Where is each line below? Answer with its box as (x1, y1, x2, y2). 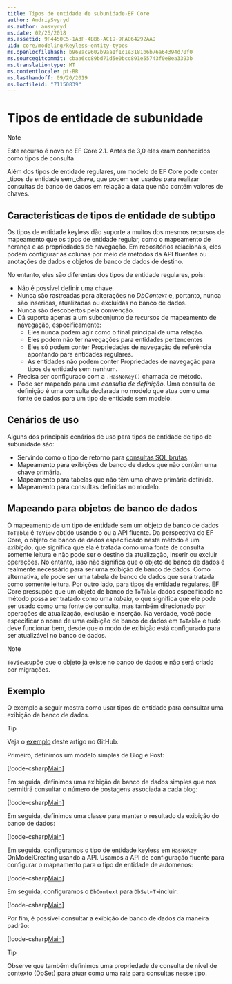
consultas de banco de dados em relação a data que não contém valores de (7, 182, 224, 191)
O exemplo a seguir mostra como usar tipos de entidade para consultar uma (7, 703, 224, 712)
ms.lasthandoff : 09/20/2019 (7, 74, 88, 82)
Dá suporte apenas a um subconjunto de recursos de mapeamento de (17, 314, 217, 321)
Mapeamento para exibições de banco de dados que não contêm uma (17, 460, 217, 469)
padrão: (7, 922, 30, 930)
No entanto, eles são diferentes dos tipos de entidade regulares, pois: (7, 271, 206, 278)
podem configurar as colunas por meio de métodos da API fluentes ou (7, 250, 207, 258)
